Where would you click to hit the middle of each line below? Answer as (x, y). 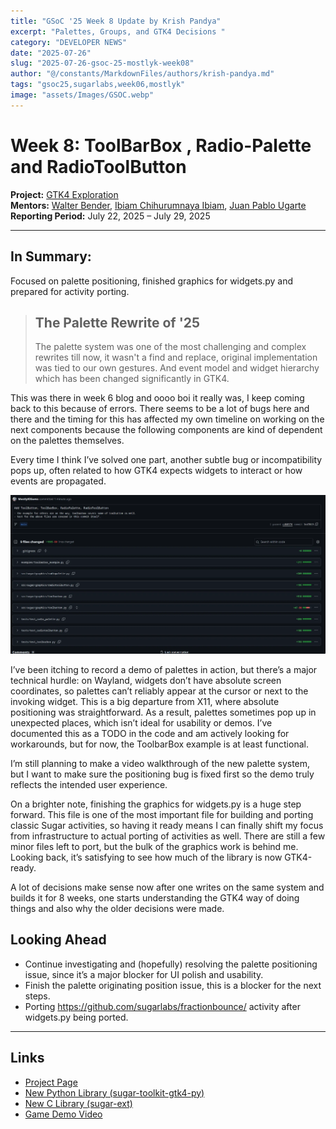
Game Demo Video (63, 1114)
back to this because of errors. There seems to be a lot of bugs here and (160, 409)
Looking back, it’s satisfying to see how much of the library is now (146, 857)
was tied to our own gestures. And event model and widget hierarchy (177, 368)
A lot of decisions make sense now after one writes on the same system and (167, 887)
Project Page (51, 1082)
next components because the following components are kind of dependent (166, 430)
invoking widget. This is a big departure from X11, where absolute (145, 702)
